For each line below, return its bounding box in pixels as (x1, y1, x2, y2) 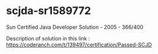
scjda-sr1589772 (6, 4, 91, 18)
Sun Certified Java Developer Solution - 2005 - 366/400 (6, 23, 143, 31)
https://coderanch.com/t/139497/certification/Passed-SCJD (6, 41, 152, 48)
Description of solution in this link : (6, 35, 90, 42)
